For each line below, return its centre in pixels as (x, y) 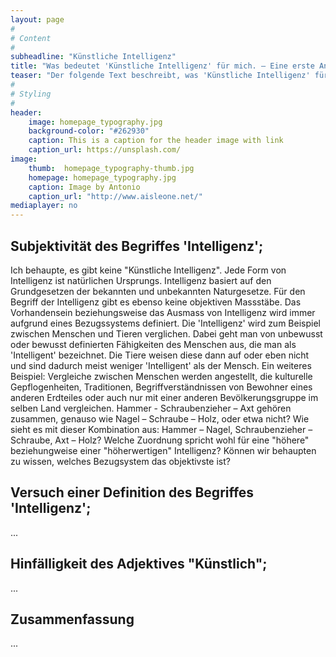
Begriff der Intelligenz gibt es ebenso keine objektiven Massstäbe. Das (156, 302)
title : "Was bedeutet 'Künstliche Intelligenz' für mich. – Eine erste (162, 66)
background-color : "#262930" (89, 131)
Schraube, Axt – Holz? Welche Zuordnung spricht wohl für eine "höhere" (160, 440)
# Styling (31, 94)
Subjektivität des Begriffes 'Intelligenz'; (137, 246)
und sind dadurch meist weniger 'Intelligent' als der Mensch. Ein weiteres (161, 365)
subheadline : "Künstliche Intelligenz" (93, 57)
